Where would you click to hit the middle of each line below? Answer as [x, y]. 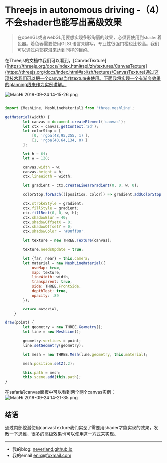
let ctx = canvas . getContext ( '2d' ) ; [61, 126]
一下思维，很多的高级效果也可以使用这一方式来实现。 [64, 434]
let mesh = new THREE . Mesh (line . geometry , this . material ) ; [85, 354]
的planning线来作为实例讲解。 [36, 84]
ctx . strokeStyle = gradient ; [53, 204]
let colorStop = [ [42, 131]
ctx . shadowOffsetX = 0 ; [47, 222]
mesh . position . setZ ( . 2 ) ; [49, 364]
